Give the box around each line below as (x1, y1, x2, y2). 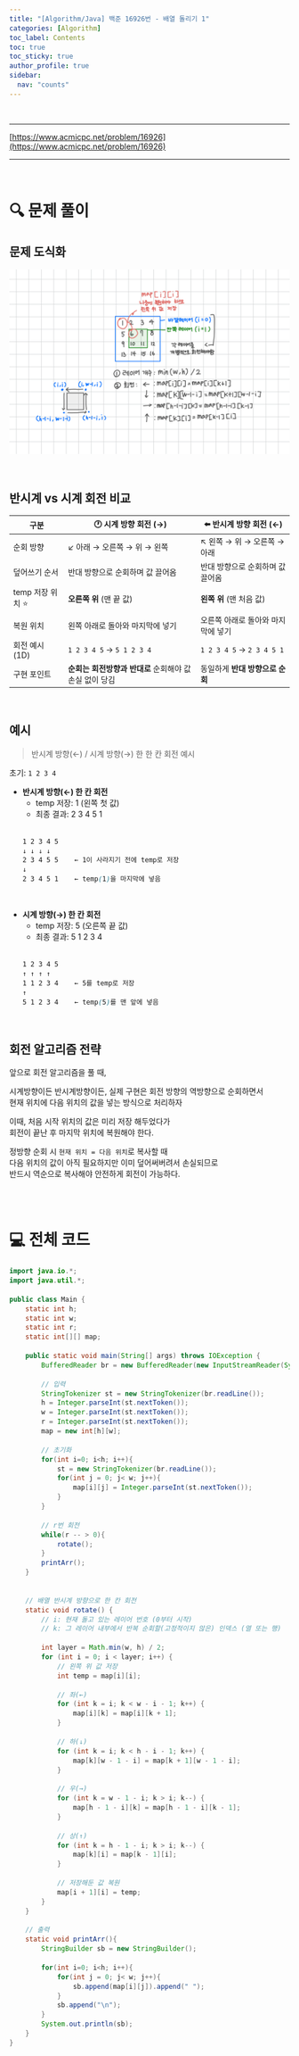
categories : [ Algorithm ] (9, 23, 101, 33)
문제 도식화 (9, 245, 67, 260)
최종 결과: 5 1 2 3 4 (35, 932, 103, 941)
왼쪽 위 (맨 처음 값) (199, 593, 265, 604)
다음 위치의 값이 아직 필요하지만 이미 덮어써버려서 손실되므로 (9, 1157, 219, 1168)
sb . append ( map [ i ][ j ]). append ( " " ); (72, 1982, 205, 1991)
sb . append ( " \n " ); (56, 2001, 122, 2010)
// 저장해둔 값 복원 (56, 1878, 120, 1887)
